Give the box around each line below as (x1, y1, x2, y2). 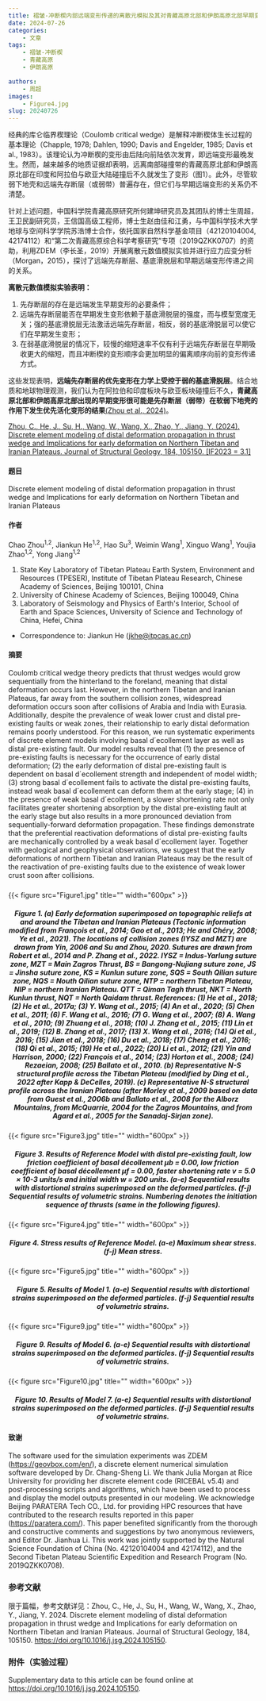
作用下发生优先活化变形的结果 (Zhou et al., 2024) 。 (8, 406, 173, 415)
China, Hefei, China (19, 615, 83, 625)
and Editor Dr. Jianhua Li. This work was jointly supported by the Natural (8, 1535, 245, 1545)
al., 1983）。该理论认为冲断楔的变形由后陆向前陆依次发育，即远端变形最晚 (8, 150, 247, 160)
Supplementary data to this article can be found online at (8, 1676, 194, 1685)
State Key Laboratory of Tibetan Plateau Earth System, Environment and (19, 564, 255, 574)
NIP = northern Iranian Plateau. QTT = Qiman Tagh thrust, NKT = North (13, 985, 253, 995)
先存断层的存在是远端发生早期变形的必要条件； (19, 299, 173, 310)
